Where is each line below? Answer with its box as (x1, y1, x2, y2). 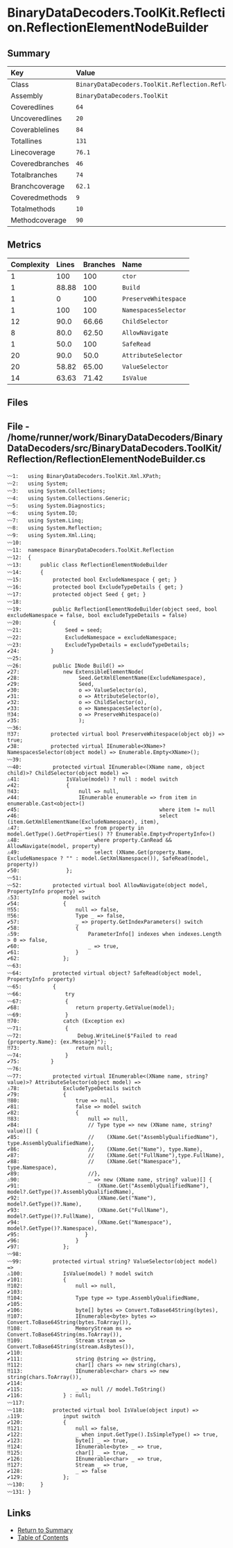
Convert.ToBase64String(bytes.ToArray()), (7, 1319, 132, 1326)
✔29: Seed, (7, 680, 95, 688)
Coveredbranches (10, 159, 69, 168)
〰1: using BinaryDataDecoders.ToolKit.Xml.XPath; (7, 473, 162, 480)
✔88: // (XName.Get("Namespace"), (7, 1158, 182, 1165)
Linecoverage (10, 147, 55, 157)
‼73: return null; (7, 1045, 113, 1052)
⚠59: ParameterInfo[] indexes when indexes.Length (7, 931, 222, 938)
